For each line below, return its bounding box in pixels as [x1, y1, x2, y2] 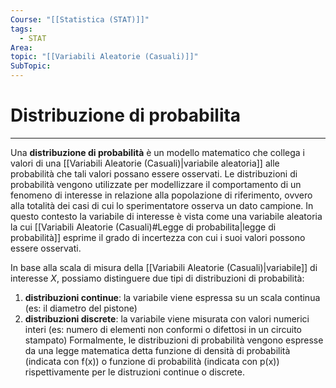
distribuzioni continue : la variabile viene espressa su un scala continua [24, 291, 321, 303]
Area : [10, 42, 33, 53]
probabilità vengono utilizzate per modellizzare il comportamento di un [10, 178, 302, 190]
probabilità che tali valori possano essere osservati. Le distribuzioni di [10, 167, 298, 180]
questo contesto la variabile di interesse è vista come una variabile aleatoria [10, 210, 323, 222]
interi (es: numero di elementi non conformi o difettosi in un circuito [24, 323, 303, 335]
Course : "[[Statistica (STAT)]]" [10, 14, 150, 25]
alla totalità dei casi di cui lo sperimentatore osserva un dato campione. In [10, 199, 314, 211]
